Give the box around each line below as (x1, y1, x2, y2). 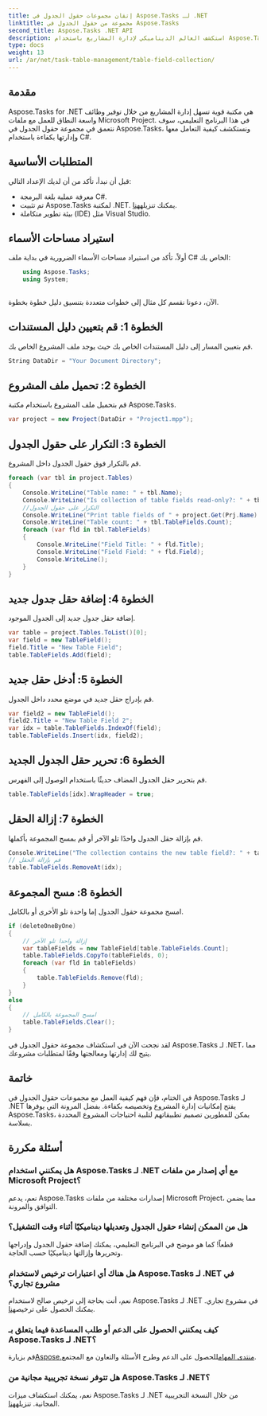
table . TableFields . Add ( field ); (8, 650, 112, 659)
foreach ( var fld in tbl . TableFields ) (22, 526, 151, 534)
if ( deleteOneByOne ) (8, 922, 77, 930)
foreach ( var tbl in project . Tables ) (8, 474, 133, 482)
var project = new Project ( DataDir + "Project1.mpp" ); (8, 415, 194, 423)
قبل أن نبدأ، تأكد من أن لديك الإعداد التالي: (8, 176, 132, 185)
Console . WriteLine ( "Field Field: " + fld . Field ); (37, 548, 204, 556)
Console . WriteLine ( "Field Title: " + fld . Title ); (37, 540, 204, 548)
